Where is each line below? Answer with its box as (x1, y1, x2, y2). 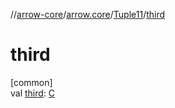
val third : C (10, 87, 56, 99)
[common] (10, 76, 53, 88)
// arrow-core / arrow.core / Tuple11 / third (10, 9, 166, 20)
